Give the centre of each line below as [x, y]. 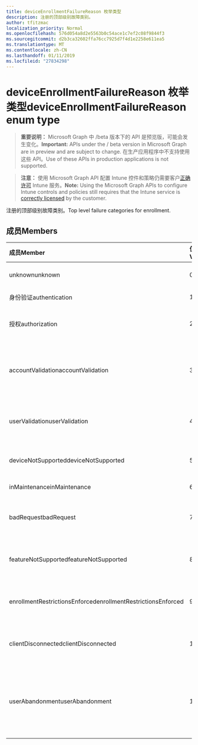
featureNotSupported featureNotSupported [68, 559]
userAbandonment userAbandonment [60, 701]
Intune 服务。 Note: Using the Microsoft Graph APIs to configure [110, 185]
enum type [33, 120]
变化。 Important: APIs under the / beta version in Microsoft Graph [106, 144]
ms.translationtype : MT [35, 45]
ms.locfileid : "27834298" [38, 61]
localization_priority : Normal [44, 28]
